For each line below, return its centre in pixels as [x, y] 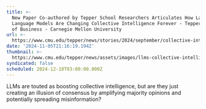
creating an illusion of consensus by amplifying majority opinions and [94, 93]
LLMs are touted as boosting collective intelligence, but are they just [93, 86]
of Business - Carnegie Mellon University [67, 29]
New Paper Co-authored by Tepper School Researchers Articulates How [102, 18]
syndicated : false [30, 63]
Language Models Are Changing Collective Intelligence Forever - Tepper [107, 23]
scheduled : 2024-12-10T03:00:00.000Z [55, 69]
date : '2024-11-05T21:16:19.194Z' [51, 47]
